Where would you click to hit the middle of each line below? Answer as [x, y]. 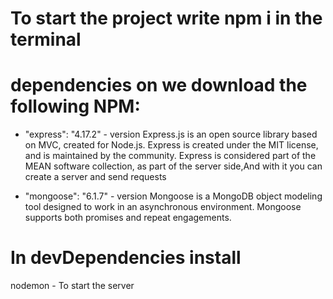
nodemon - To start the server [72, 286]
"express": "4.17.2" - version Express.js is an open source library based [171, 134]
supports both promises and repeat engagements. [128, 218]
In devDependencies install [126, 258]
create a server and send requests [95, 177]
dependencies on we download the [159, 85]
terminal [46, 39]
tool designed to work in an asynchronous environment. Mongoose [163, 207]
